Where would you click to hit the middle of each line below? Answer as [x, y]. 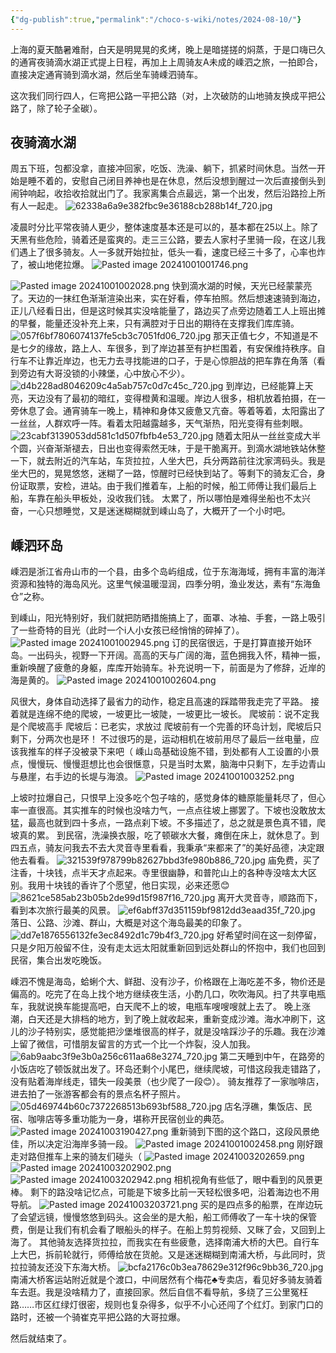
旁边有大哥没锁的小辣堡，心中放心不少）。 [104, 373]
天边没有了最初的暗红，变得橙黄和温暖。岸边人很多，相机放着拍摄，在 [172, 398]
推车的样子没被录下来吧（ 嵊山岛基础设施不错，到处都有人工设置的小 [169, 752]
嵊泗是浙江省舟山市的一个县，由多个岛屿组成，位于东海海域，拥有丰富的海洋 [168, 572]
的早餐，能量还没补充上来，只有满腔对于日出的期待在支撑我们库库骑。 [155, 323]
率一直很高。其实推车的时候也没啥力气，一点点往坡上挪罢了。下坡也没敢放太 [168, 810]
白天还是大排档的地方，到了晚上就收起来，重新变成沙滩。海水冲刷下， [172, 1019]
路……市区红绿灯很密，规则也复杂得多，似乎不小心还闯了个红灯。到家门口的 [167, 1305]
